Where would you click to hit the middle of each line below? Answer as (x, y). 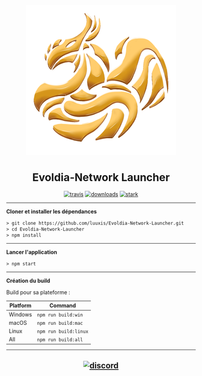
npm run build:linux (63, 332)
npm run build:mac (60, 323)
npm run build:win (60, 315)
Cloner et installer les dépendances (52, 211)
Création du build (28, 280)
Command (63, 306)
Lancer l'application (32, 252)
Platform (20, 306)
